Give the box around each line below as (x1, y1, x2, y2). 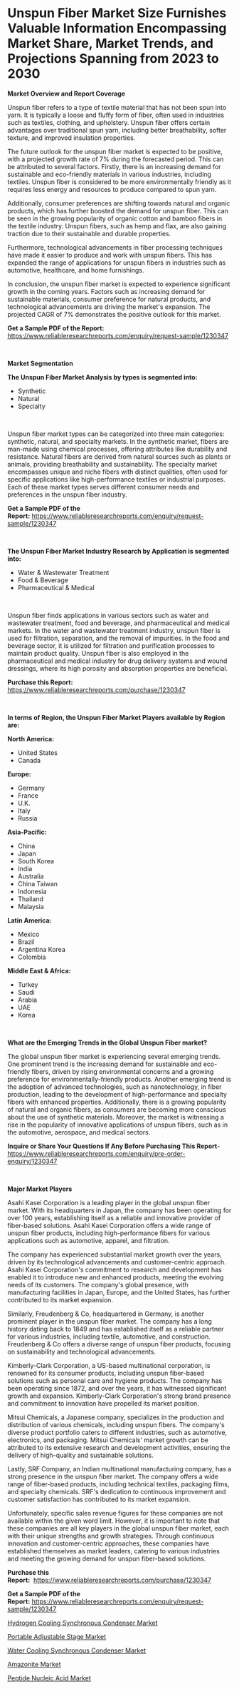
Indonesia (17, 887, 47, 896)
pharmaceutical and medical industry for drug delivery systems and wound (7, 656, 228, 665)
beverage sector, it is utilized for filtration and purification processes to (7, 641, 216, 650)
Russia (17, 813, 38, 822)
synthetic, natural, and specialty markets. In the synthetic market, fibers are (7, 437, 229, 445)
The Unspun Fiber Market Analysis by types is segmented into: (7, 372, 198, 381)
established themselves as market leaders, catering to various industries (7, 1546, 221, 1555)
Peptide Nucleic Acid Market (7, 1673, 91, 1682)
